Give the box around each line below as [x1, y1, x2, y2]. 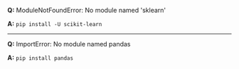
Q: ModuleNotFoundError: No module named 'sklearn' [7, 6, 166, 14]
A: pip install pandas [7, 54, 73, 62]
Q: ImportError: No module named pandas [7, 40, 131, 48]
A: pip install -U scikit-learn [7, 20, 102, 27]
